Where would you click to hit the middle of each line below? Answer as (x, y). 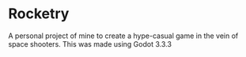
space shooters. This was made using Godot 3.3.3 (90, 44)
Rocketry (39, 14)
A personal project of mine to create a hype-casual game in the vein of (123, 36)
